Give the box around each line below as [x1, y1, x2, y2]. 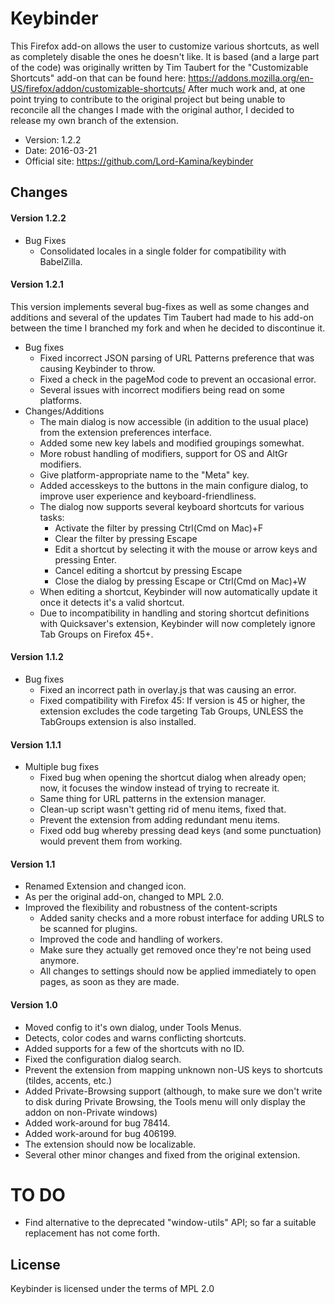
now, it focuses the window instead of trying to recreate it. [39, 782, 280, 794]
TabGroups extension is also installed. [39, 715, 197, 727]
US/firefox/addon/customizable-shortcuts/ [10, 82, 186, 94]
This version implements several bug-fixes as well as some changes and [10, 300, 310, 312]
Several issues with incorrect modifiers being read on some [39, 383, 285, 396]
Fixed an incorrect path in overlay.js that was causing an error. [39, 683, 297, 696]
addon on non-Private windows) [24, 1106, 158, 1118]
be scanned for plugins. [39, 923, 138, 935]
